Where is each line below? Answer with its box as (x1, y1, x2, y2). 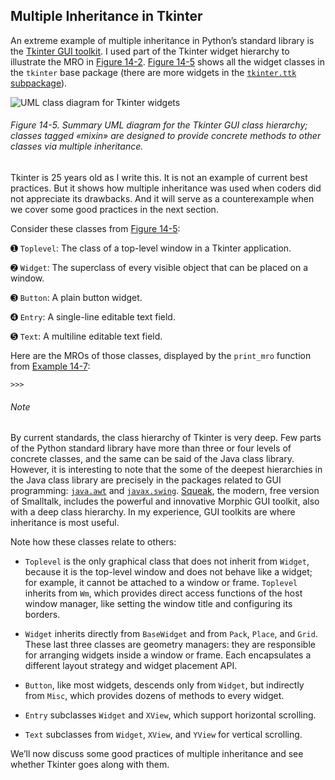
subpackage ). (10, 77, 68, 89)
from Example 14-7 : (10, 360, 91, 373)
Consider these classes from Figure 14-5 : (10, 223, 181, 235)
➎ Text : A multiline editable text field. (10, 330, 163, 343)
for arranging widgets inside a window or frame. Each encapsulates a (24, 649, 312, 661)
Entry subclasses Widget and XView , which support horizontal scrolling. (24, 709, 317, 721)
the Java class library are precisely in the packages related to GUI (10, 474, 282, 486)
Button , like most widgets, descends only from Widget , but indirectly (24, 679, 305, 691)
